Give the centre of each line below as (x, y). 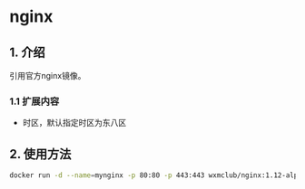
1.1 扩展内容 (34, 101)
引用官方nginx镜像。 (48, 76)
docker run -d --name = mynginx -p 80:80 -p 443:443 (107, 175)
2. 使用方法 (40, 154)
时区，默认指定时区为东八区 (74, 123)
